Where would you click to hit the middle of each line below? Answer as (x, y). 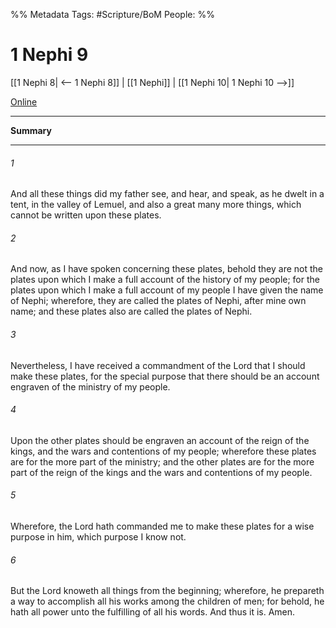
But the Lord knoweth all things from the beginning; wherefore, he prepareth (167, 591)
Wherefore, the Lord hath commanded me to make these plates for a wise (162, 526)
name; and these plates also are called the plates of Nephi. (131, 311)
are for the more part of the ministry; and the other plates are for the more (162, 461)
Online (24, 101)
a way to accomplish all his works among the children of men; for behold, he (167, 601)
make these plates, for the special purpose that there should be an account (165, 376)
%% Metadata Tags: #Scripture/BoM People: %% (112, 14)
